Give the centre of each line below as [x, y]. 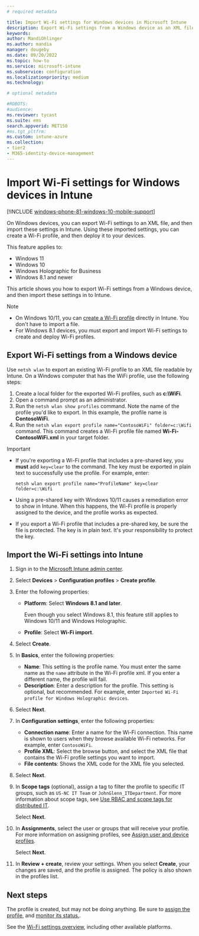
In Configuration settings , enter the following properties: [85, 721]
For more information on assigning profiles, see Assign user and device [102, 835]
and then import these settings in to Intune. [59, 295]
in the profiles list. [37, 876]
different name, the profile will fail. [66, 679]
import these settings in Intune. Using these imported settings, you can [93, 229]
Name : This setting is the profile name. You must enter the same [102, 667]
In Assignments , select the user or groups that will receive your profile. [102, 829]
